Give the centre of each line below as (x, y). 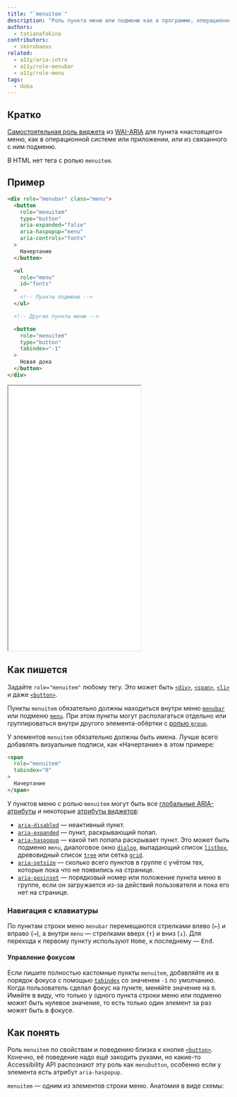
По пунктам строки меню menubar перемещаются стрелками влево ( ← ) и (116, 926)
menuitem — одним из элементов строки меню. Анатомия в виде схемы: (116, 1086)
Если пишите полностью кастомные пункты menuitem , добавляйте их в (113, 973)
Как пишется (37, 670)
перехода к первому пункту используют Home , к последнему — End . (111, 941)
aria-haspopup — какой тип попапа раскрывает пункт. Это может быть (123, 840)
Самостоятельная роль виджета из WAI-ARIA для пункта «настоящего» (115, 132)
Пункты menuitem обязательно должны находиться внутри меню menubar (116, 708)
